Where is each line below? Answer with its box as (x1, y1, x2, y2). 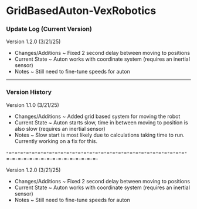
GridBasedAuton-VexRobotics (6, 4, 157, 18)
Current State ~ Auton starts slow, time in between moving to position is (14, 119, 188, 126)
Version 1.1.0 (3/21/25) (6, 101, 60, 109)
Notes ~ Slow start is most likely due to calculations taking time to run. (14, 131, 185, 138)
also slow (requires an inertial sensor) (14, 125, 106, 132)
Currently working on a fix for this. (14, 137, 98, 144)
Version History (6, 88, 52, 96)
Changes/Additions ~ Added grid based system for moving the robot (14, 113, 181, 120)
